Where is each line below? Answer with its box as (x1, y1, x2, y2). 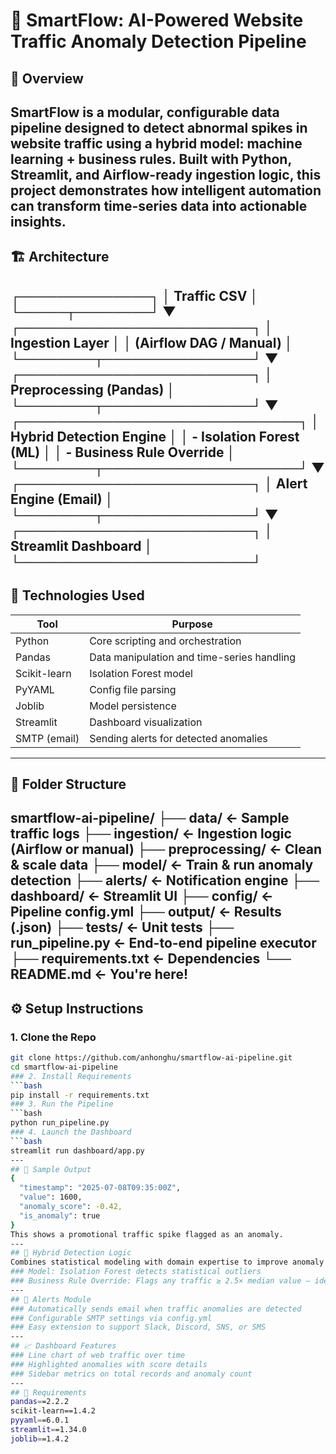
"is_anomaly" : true (19, 1210, 101, 1221)
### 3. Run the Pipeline (10, 1099, 114, 1109)
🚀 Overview (10, 70, 84, 87)
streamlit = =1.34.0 (10, 1425, 87, 1435)
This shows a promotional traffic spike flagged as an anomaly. (10, 1229, 284, 1239)
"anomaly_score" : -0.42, (19, 1202, 123, 1212)
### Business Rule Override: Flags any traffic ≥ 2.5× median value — (10, 1276, 311, 1286)
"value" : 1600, (19, 1192, 83, 1203)
